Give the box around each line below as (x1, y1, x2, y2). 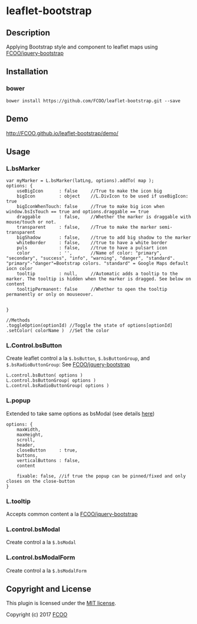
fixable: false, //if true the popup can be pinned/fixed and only (17, 473, 186, 479)
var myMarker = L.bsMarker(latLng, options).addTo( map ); (6, 178, 155, 184)
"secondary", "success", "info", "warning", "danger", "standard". (6, 255, 176, 261)
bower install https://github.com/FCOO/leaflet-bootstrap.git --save (6, 97, 181, 104)
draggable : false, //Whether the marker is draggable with (17, 214, 192, 220)
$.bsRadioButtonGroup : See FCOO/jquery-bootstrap (6, 361, 130, 368)
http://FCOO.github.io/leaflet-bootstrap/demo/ (6, 129, 119, 136)
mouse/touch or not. (6, 219, 57, 225)
